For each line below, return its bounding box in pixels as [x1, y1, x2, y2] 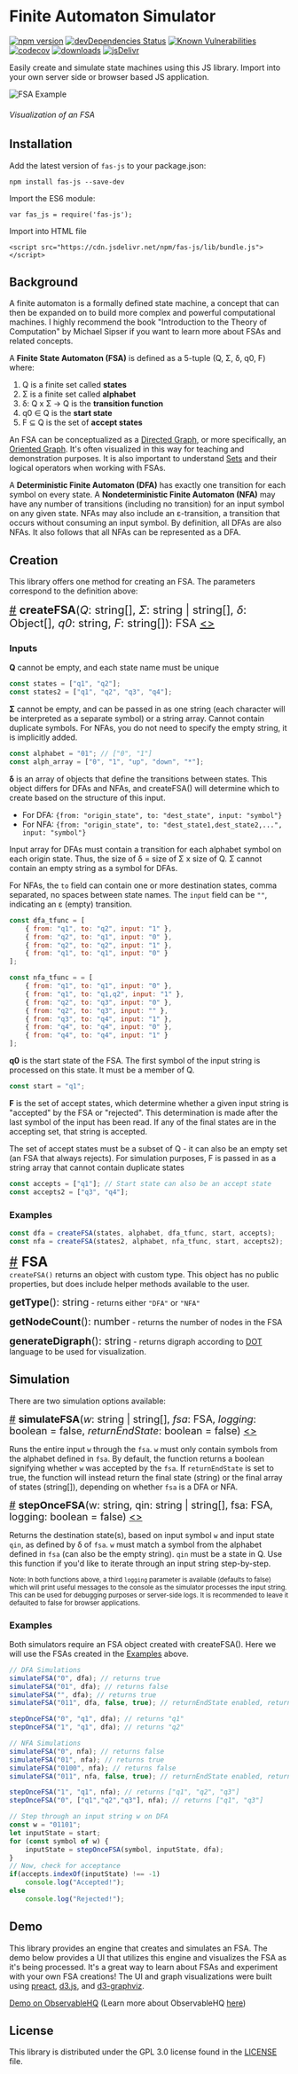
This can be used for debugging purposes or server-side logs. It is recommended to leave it [9, 1591, 289, 1599]
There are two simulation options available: [9, 1395, 167, 1406]
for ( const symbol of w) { [9, 1836, 109, 1846]
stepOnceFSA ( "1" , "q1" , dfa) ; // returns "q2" [9, 1723, 184, 1732]
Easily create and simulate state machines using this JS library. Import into [9, 62, 281, 73]
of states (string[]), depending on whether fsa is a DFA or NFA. [9, 1481, 239, 1492]
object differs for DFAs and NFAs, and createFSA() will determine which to [9, 782, 279, 793]
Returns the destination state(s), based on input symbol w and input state [9, 1529, 275, 1540]
